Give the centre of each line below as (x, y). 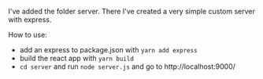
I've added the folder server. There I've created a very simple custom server (132, 11)
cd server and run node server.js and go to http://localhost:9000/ (128, 66)
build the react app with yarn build (76, 58)
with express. (30, 20)
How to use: (28, 35)
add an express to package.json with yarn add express (109, 50)
